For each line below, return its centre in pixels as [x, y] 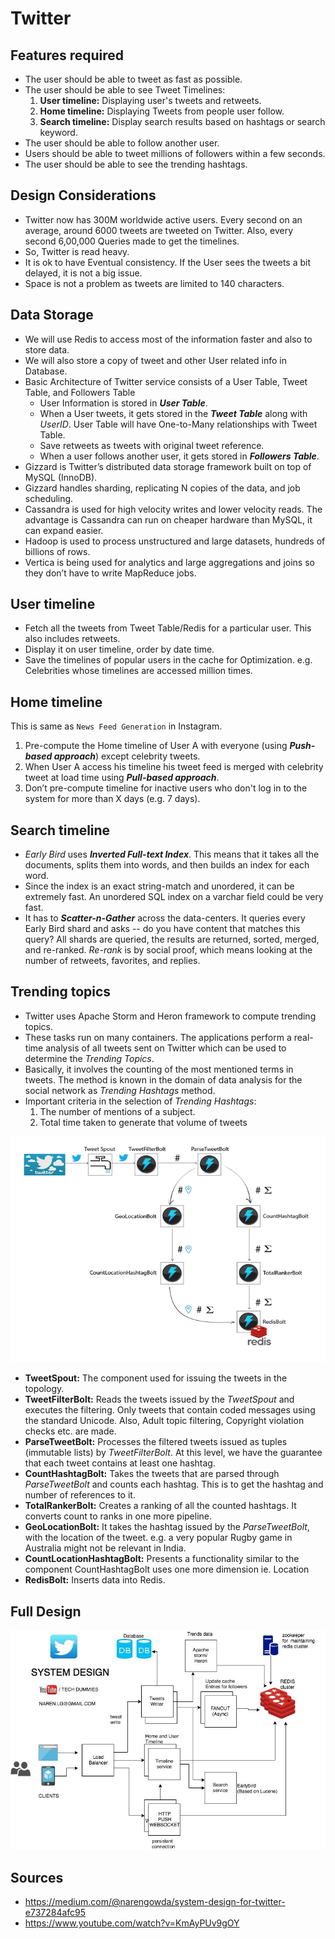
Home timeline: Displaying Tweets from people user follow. [162, 111]
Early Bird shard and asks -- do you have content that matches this [162, 929]
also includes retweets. [72, 639]
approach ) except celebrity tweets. [127, 756]
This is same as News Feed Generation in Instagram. [116, 726]
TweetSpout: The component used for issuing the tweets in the [156, 1378]
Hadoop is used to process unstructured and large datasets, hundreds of [175, 541]
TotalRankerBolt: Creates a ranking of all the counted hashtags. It [160, 1506]
